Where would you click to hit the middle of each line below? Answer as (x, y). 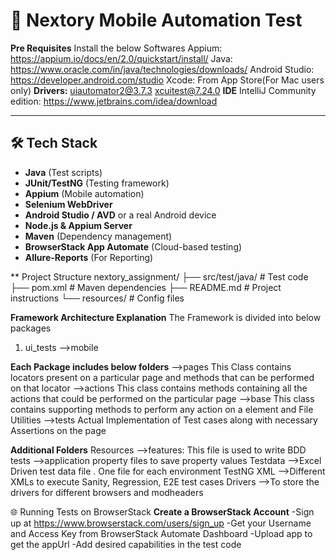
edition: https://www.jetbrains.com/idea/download (114, 101)
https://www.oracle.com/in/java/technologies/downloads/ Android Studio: (162, 69)
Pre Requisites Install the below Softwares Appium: (116, 48)
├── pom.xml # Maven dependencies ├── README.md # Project (146, 287)
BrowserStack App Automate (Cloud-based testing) (133, 246)
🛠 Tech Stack (54, 143)
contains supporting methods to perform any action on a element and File (162, 409)
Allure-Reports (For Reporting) (89, 257)
